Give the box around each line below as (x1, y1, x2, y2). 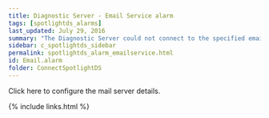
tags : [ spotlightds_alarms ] (8, 19, 102, 27)
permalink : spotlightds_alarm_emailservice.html (8, 49, 174, 57)
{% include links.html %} (8, 101, 90, 111)
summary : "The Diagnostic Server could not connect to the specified (8, 34, 246, 43)
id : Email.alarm (8, 57, 62, 65)
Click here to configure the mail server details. (8, 86, 161, 96)
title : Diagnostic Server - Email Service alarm (8, 11, 174, 20)
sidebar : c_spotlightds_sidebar (8, 42, 116, 50)
